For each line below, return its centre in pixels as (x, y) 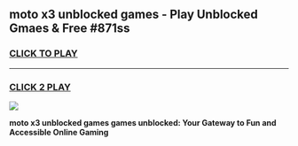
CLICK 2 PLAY (40, 87)
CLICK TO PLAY (43, 54)
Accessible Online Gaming (59, 132)
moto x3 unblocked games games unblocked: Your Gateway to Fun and (143, 122)
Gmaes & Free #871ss (70, 29)
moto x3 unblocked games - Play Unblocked (134, 15)
